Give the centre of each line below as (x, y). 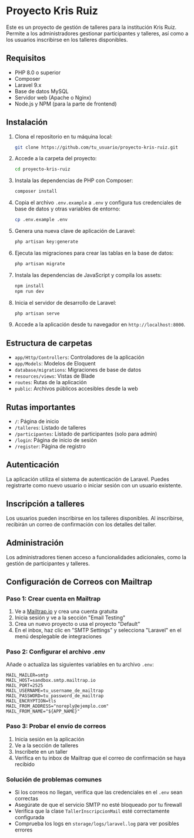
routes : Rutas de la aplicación (51, 382)
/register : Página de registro (50, 447)
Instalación (27, 122)
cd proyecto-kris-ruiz (42, 169)
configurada (29, 817)
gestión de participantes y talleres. (48, 563)
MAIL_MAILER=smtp (27, 675)
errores (24, 830)
